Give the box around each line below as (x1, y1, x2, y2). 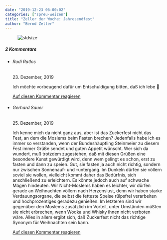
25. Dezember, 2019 (12, 120, 54, 126)
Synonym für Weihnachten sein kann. (12, 220, 90, 226)
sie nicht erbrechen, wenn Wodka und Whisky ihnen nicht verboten (12, 209, 151, 215)
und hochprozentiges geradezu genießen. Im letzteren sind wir (12, 198, 142, 204)
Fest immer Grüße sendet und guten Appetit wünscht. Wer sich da (12, 146, 149, 152)
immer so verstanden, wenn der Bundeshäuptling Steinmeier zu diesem (12, 140, 160, 147)
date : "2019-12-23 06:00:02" (5, 7, 66, 12)
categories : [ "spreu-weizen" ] (5, 12, 68, 17)
